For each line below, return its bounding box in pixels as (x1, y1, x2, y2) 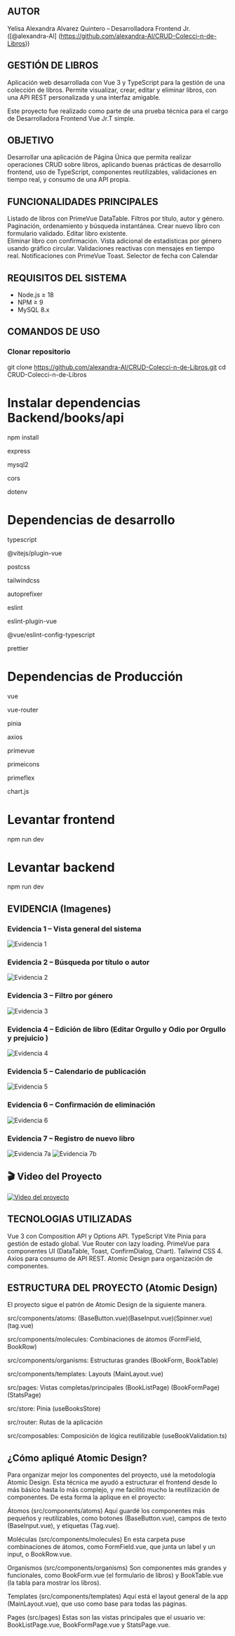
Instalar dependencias (7, 394, 141, 411)
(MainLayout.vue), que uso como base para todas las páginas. (7, 1600, 187, 1608)
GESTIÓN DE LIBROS (7, 60, 99, 72)
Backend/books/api (7, 410, 124, 425)
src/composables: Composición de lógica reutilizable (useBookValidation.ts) (7, 1432, 227, 1440)
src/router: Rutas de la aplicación (7, 1418, 103, 1427)
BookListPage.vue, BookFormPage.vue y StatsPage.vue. (7, 1621, 170, 1629)
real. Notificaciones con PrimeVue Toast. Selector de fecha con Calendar (7, 252, 219, 260)
